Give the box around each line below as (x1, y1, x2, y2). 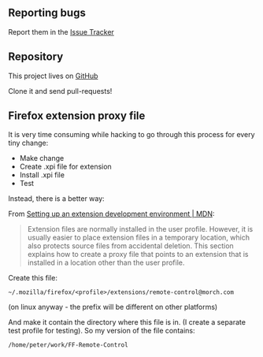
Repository (8, 50, 64, 64)
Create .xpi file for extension (19, 162, 112, 172)
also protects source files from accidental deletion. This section (27, 241, 234, 251)
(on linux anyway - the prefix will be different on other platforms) (8, 303, 218, 312)
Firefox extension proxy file (8, 110, 146, 123)
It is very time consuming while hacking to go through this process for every (8, 130, 255, 139)
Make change (19, 154, 65, 163)
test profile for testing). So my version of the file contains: (8, 326, 195, 336)
